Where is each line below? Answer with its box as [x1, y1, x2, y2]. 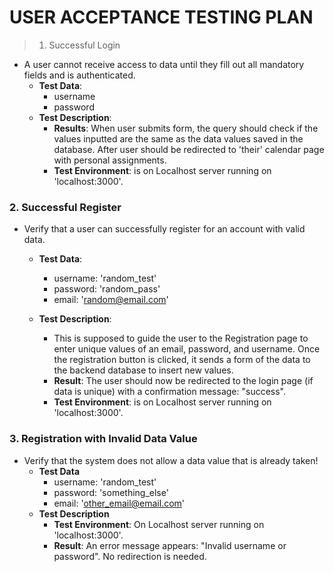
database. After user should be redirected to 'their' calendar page [53, 143, 325, 155]
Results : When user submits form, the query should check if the [53, 122, 319, 134]
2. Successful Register [9, 200, 122, 214]
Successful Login [48, 39, 121, 51]
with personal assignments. [53, 154, 167, 166]
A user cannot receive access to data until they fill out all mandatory [23, 58, 305, 70]
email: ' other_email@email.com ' [53, 497, 186, 509]
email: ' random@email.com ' [53, 294, 169, 306]
